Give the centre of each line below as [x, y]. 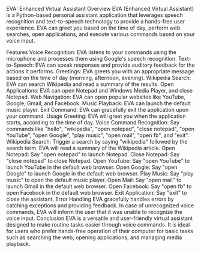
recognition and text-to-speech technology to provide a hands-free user [96, 21]
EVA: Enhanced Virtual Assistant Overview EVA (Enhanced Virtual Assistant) [100, 9]
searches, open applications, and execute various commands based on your [100, 34]
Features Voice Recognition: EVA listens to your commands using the [91, 52]
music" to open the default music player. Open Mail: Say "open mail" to [94, 180]
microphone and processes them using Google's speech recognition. [91, 59]
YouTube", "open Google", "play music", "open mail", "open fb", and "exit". [98, 135]
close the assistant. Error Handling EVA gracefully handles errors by [90, 199]
